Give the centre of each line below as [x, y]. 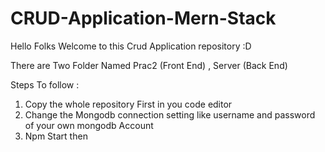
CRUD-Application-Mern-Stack [143, 18]
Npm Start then [56, 136]
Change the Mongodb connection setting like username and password [170, 114]
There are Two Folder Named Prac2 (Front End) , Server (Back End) [149, 65]
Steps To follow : [45, 84]
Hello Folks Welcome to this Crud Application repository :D [131, 46]
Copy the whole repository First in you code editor [128, 104]
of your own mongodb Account [89, 125]
